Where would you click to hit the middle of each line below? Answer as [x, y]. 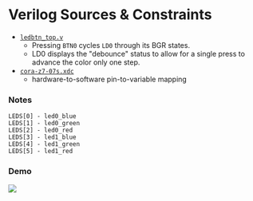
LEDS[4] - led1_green [44, 144]
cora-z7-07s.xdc [47, 71]
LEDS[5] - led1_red [41, 152]
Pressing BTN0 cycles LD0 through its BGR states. [111, 45]
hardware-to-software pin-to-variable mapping [109, 79]
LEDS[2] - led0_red [41, 130]
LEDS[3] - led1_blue [43, 137]
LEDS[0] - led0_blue [43, 116]
